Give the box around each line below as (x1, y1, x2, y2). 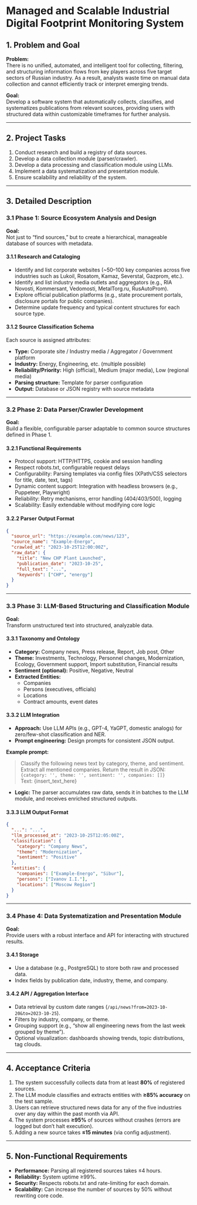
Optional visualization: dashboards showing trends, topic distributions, (14, 1035, 185, 1042)
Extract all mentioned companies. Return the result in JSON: (20, 766, 166, 773)
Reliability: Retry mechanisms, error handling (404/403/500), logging (14, 495, 182, 502)
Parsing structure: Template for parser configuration (14, 379, 143, 386)
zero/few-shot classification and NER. (14, 730, 107, 738)
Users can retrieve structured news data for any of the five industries (14, 1103, 182, 1111)
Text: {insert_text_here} (20, 777, 77, 784)
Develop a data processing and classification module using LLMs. (14, 161, 174, 168)
